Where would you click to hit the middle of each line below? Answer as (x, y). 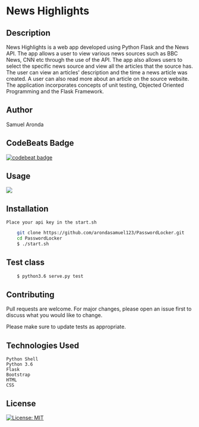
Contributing (30, 295)
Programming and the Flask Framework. (55, 91)
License (21, 404)
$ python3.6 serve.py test (50, 276)
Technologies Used (42, 345)
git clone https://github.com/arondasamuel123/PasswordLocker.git (101, 233)
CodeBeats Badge (40, 143)
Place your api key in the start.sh (51, 222)
